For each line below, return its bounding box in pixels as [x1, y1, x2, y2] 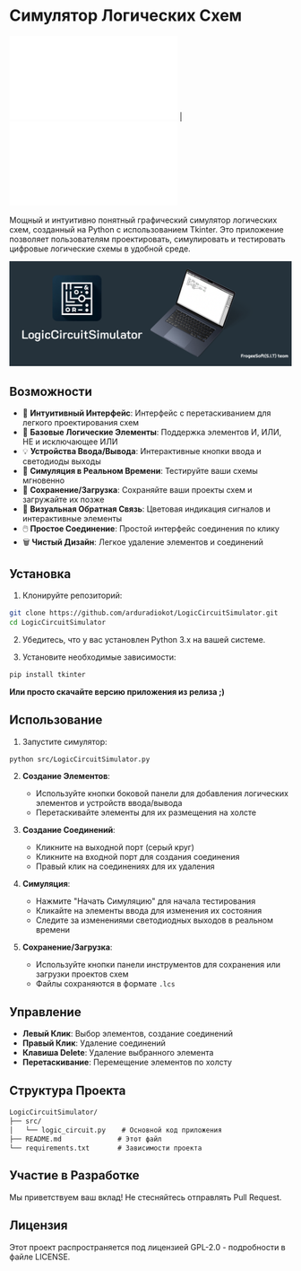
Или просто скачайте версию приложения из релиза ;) [9, 686, 226, 697]
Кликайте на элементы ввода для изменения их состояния [35, 906, 262, 916]
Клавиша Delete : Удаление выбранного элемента [21, 1047, 214, 1058]
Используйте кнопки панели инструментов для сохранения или [35, 960, 280, 970]
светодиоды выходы [21, 456, 101, 467]
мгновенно [21, 475, 65, 486]
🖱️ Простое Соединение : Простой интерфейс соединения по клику [21, 523, 280, 534]
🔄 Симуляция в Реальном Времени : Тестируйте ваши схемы [21, 466, 258, 477]
